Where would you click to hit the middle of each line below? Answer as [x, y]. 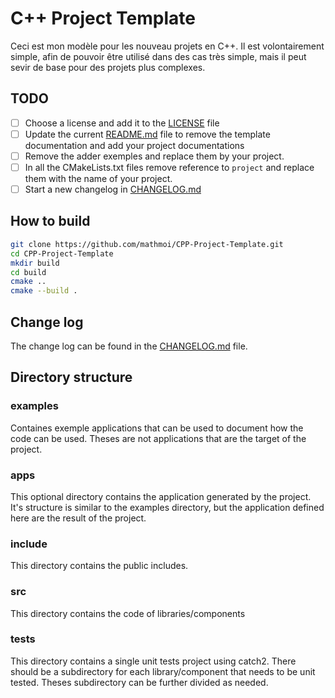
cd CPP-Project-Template [62, 253]
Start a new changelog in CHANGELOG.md [113, 189]
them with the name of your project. [98, 178]
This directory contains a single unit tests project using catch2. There [153, 661]
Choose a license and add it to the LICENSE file [122, 123]
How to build [50, 221]
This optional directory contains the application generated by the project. [161, 496]
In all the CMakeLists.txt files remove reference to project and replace [169, 167]
